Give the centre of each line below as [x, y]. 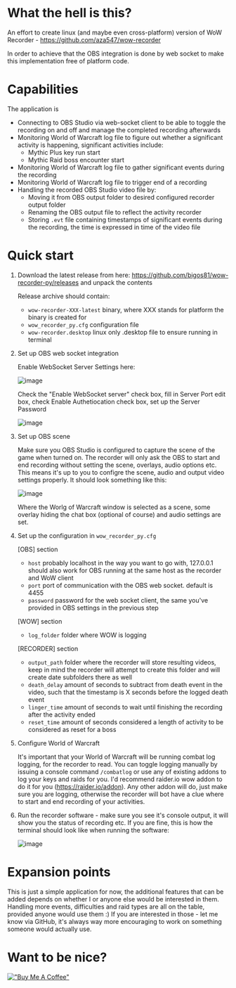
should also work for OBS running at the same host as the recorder [125, 570]
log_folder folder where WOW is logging [87, 635]
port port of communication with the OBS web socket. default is [120, 585]
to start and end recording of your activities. [81, 801]
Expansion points [59, 872]
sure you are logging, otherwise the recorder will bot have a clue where [120, 794]
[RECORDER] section [48, 648]
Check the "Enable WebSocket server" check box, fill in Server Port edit [122, 394]
